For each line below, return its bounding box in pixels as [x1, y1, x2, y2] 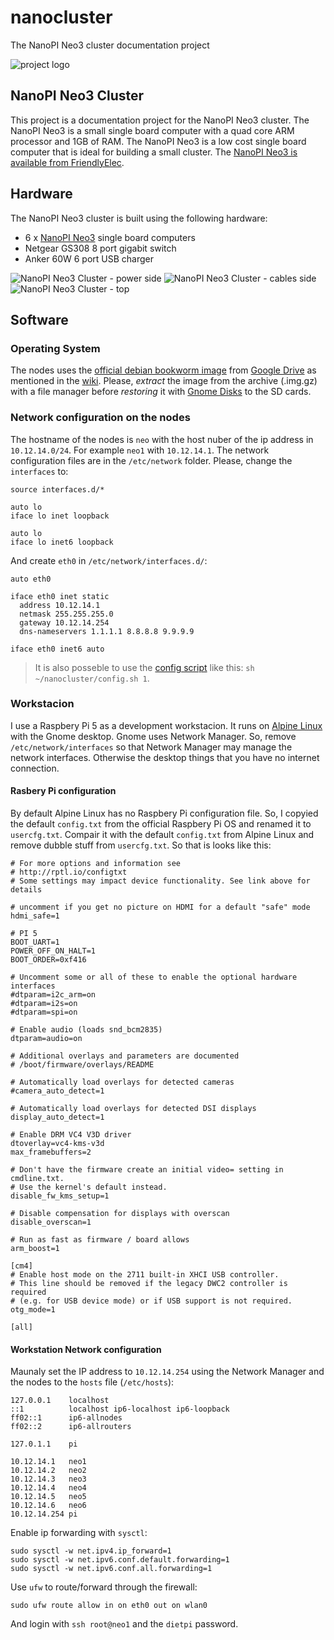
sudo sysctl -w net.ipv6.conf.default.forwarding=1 [10, 1555, 230, 1565]
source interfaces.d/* [10, 484, 105, 495]
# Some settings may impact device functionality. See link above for [10, 876, 311, 886]
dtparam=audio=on [10, 1034, 83, 1044]
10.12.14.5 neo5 [10, 1492, 87, 1502]
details [10, 885, 43, 895]
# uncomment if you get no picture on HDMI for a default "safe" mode [10, 902, 311, 913]
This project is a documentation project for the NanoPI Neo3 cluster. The [10, 114, 310, 126]
